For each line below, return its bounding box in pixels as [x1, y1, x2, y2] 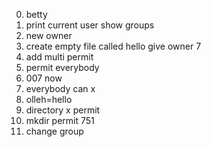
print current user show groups [25, 19, 155, 31]
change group [25, 125, 84, 137]
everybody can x [25, 83, 96, 94]
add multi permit [25, 51, 94, 63]
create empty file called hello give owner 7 [25, 40, 202, 52]
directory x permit [25, 104, 101, 116]
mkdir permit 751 [25, 115, 95, 126]
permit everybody [25, 62, 100, 73]
